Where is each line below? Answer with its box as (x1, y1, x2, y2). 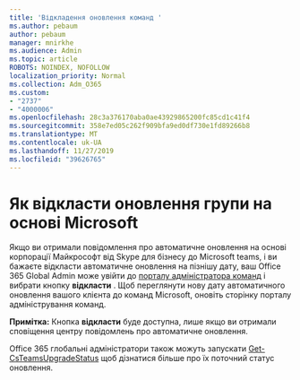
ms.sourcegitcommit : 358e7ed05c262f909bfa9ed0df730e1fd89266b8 (9, 122, 251, 131)
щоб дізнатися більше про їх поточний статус (100, 353, 275, 364)
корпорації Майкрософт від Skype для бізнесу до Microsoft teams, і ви (9, 252, 278, 263)
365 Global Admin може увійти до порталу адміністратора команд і (9, 271, 266, 281)
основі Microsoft (9, 212, 139, 233)
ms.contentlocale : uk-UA (9, 138, 102, 147)
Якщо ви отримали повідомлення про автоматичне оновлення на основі (9, 242, 287, 253)
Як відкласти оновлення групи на (9, 194, 272, 213)
